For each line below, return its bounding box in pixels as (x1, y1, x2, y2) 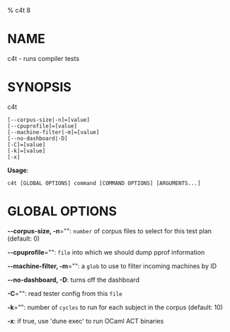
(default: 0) (7, 234, 40, 243)
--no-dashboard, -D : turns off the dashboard (7, 275, 140, 284)
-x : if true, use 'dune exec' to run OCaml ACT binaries (7, 316, 164, 325)
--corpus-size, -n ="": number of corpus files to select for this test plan (7, 226, 212, 235)
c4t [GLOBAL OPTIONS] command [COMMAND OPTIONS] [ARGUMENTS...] (7, 179, 201, 187)
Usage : (7, 166, 29, 175)
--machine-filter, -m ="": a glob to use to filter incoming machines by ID (7, 262, 217, 270)
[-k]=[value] (7, 147, 46, 155)
